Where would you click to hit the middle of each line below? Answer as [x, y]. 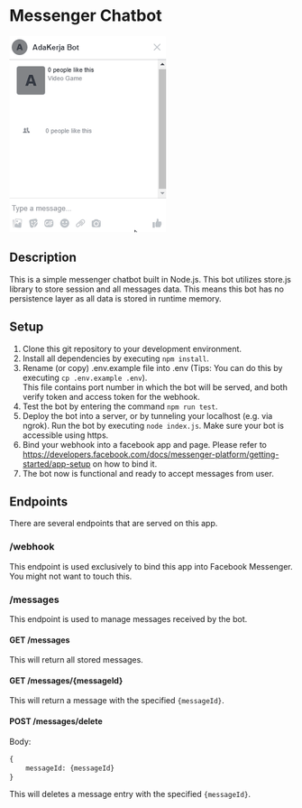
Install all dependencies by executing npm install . [115, 358]
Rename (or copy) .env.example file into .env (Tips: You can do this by [152, 367]
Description [43, 258]
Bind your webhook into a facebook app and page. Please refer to [145, 444]
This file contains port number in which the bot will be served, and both [155, 387]
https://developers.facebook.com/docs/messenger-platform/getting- [151, 454]
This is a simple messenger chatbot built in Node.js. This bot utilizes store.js [150, 279]
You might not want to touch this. [71, 576]
